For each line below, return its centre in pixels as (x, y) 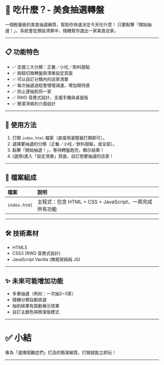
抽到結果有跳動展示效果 (36, 306)
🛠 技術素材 (22, 233)
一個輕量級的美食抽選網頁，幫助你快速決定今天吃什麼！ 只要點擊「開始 (76, 24)
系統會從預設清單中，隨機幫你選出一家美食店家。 (69, 30)
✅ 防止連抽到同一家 (32, 91)
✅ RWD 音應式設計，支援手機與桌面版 (50, 97)
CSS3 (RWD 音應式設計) (36, 253)
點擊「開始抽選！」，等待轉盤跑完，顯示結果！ (58, 150)
